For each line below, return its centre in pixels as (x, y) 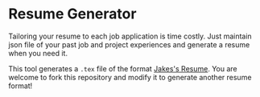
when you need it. (38, 53)
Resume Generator (72, 14)
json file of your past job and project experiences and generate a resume (129, 44)
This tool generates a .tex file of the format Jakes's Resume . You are (123, 68)
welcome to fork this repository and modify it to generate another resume (130, 77)
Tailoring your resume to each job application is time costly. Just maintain (130, 36)
